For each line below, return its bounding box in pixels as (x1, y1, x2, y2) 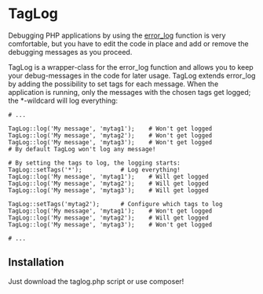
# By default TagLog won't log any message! (8, 145, 156, 153)
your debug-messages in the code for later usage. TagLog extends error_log (8, 71, 256, 80)
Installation (8, 256, 64, 269)
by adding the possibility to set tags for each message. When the (8, 79, 219, 89)
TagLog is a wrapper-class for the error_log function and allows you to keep (8, 62, 254, 71)
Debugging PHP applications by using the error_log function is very (8, 31, 226, 40)
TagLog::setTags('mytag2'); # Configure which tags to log (8, 200, 223, 208)
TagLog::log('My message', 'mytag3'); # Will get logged (8, 186, 210, 194)
